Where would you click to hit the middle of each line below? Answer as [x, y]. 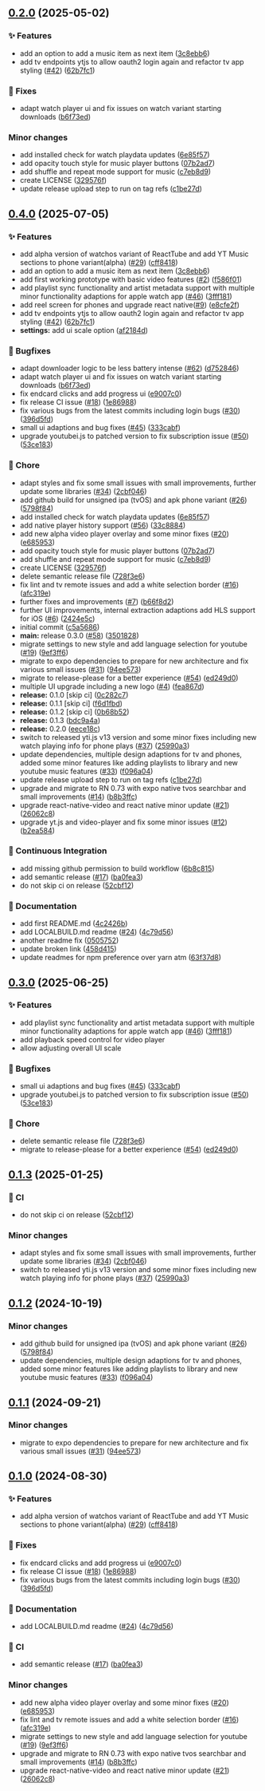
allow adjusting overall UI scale [70, 1048]
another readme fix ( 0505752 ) [69, 940]
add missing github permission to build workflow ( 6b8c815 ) [117, 868]
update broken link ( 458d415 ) [68, 949]
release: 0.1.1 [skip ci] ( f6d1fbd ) [71, 703]
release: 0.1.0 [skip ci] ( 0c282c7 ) [74, 694]
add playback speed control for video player [92, 1039]
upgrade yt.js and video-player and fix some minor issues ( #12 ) [124, 822]
